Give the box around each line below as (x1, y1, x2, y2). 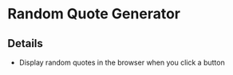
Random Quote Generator (7, 5, 181, 23)
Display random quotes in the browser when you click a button (18, 57, 225, 67)
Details (7, 37, 43, 50)
